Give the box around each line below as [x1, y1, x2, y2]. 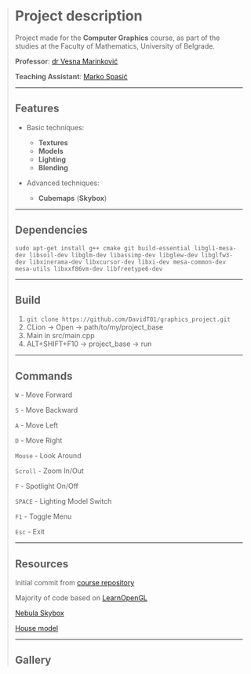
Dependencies [14, 224, 88, 237]
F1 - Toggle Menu [14, 512, 72, 521]
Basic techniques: [26, 122, 85, 132]
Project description [14, 7, 143, 25]
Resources [14, 557, 69, 570]
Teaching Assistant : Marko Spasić [14, 71, 129, 81]
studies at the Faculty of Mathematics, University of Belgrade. [14, 41, 215, 50]
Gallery [14, 654, 52, 667]
